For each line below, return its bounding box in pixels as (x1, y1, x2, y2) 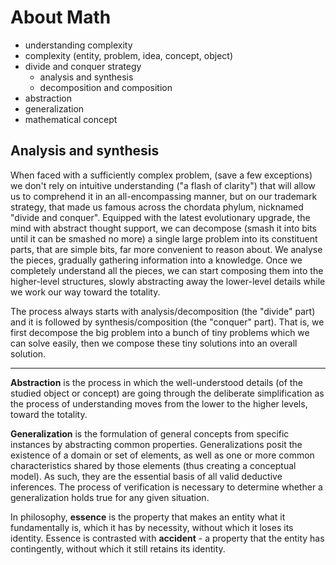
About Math (10, 6, 112, 29)
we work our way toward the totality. (10, 286, 161, 298)
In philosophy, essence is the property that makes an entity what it (10, 511, 286, 523)
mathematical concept (24, 113, 118, 125)
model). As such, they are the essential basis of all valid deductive (10, 470, 283, 482)
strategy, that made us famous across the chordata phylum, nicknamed (10, 201, 304, 213)
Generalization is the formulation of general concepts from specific (10, 427, 290, 440)
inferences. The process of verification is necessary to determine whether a (10, 481, 323, 493)
